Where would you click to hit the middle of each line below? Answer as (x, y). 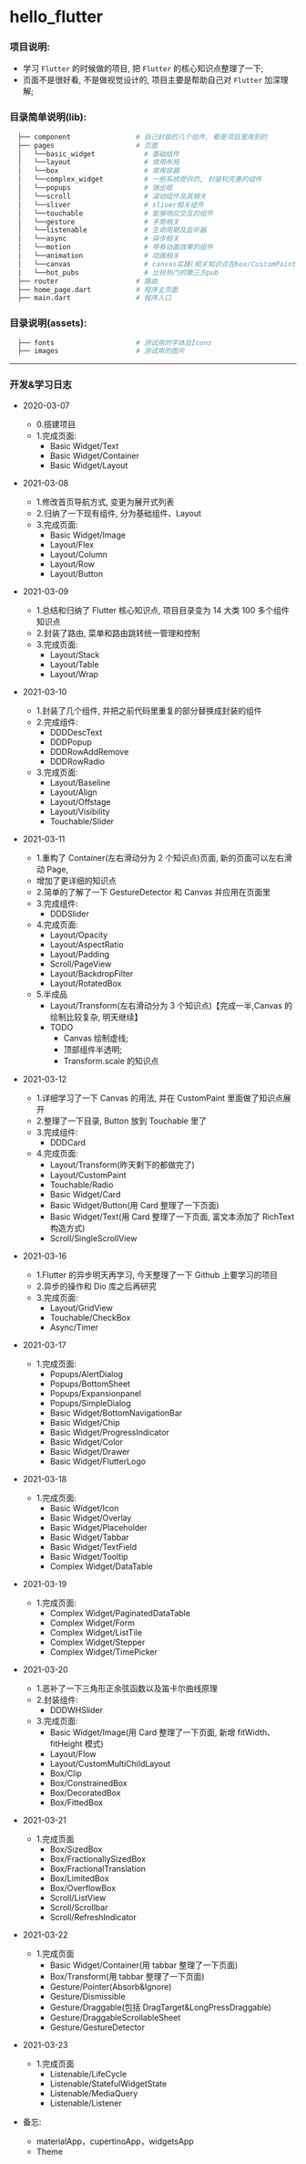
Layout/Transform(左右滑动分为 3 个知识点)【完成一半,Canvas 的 (171, 1005)
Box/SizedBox (76, 1849)
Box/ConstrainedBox (88, 1782)
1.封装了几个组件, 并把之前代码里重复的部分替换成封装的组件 (149, 710)
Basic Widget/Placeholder (98, 1527)
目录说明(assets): (48, 323)
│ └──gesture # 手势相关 (99, 222)
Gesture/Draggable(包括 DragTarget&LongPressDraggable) (160, 2007)
